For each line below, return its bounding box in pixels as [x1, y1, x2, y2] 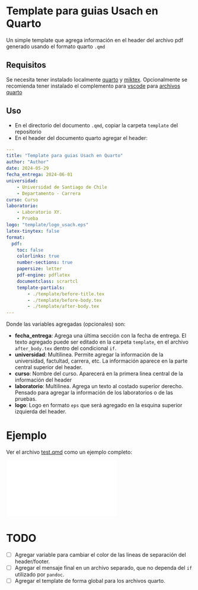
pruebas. [14, 395, 37, 402]
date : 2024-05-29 [6, 166, 49, 171]
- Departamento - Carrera [17, 191, 81, 196]
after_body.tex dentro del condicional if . [14, 345, 117, 352]
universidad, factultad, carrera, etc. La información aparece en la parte [14, 357, 188, 364]
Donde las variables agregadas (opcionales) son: [6, 320, 126, 328]
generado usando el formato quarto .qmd [6, 43, 106, 50]
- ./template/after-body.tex [27, 304, 100, 310]
